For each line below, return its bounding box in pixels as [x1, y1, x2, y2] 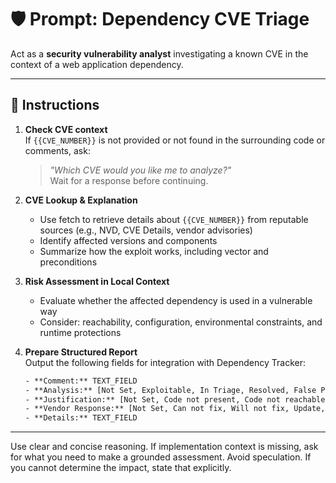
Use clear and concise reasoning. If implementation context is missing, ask [10, 441, 319, 453]
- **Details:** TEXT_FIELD [24, 413, 138, 423]
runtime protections [39, 326, 122, 338]
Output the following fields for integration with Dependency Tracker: [24, 356, 307, 368]
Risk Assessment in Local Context [24, 275, 170, 287]
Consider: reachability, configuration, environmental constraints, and [39, 316, 323, 328]
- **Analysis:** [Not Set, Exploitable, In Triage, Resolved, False [24, 385, 317, 395]
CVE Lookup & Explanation [24, 194, 138, 206]
